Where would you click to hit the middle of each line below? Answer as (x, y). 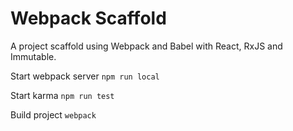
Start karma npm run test (62, 95)
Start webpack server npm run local (85, 76)
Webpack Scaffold (88, 18)
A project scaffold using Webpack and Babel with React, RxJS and (146, 46)
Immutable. (33, 56)
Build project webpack (53, 114)
